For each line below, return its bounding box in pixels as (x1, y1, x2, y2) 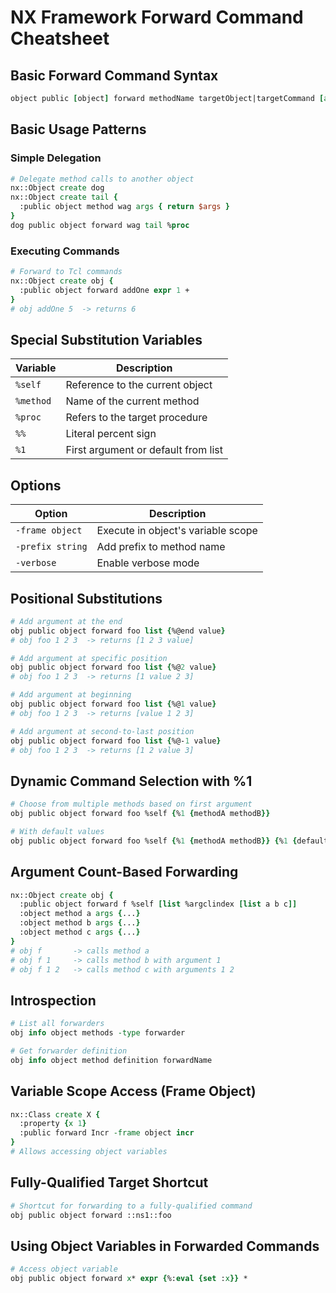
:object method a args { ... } (19, 909, 141, 919)
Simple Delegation (10, 151, 102, 165)
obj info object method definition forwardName (10, 1055, 213, 1065)
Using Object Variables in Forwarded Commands (10, 1237, 320, 1255)
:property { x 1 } (19, 1119, 87, 1129)
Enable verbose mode (96, 556, 200, 570)
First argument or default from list (65, 443, 223, 457)
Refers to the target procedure (65, 411, 208, 425)
